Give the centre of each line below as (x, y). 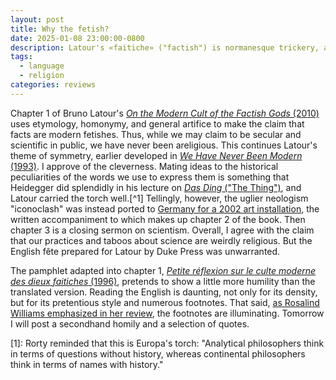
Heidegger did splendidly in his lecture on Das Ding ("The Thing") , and (156, 187)
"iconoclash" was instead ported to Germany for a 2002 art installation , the (165, 208)
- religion (42, 76)
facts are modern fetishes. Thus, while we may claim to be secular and (156, 134)
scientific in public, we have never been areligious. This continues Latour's (164, 145)
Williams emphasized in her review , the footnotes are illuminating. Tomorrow (167, 313)
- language (42, 66)
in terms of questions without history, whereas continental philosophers (158, 353)
